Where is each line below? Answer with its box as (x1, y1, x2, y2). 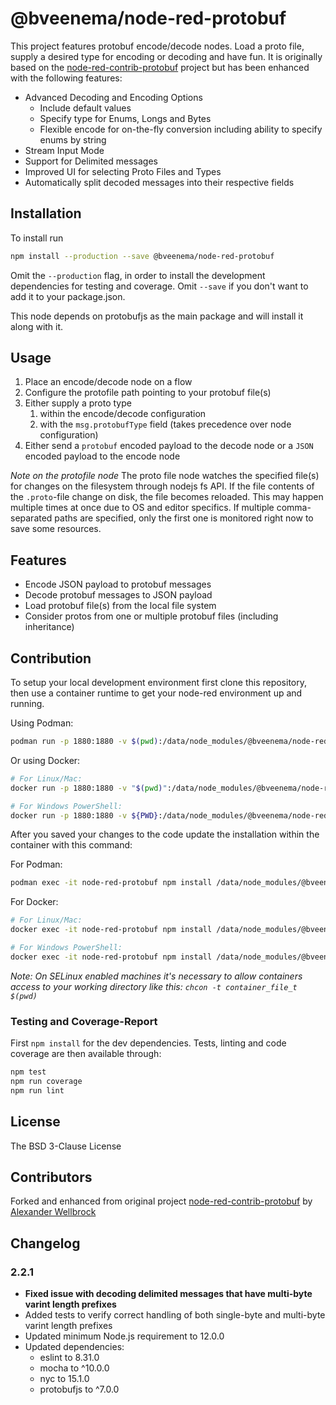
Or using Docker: (10, 754, 81, 766)
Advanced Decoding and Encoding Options (24, 91, 203, 103)
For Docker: (10, 896, 59, 908)
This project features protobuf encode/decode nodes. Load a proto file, (10, 40, 305, 52)
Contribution (10, 650, 92, 667)
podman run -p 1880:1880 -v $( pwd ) (10, 737, 159, 747)
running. (10, 698, 45, 710)
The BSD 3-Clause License (10, 1140, 122, 1152)
